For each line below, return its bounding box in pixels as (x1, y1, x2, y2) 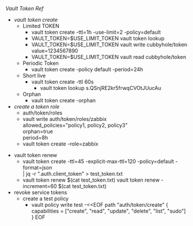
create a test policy (22, 195, 69, 202)
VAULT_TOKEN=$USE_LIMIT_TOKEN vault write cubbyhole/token (31, 41, 188, 48)
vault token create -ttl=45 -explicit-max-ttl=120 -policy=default (22, 158, 174, 165)
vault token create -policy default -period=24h (31, 66, 143, 72)
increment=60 (22, 183, 57, 189)
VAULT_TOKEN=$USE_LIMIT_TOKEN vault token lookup (31, 35, 164, 41)
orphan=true (22, 128, 54, 135)
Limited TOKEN (22, 23, 59, 29)
